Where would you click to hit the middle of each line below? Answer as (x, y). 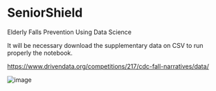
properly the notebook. (40, 53)
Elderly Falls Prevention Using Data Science (70, 32)
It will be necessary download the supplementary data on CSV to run (105, 45)
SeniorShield (45, 13)
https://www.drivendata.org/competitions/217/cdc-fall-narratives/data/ (108, 66)
